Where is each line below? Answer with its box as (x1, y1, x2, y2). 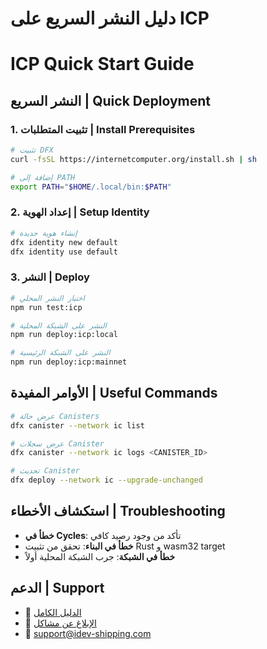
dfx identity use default (10, 247, 118, 257)
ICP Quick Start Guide (10, 53, 195, 76)
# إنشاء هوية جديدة (10, 228, 78, 238)
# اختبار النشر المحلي (10, 293, 85, 303)
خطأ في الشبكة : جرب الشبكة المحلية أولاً (24, 550, 176, 562)
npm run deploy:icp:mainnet (10, 357, 128, 367)
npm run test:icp (10, 302, 83, 312)
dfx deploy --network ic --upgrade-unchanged (10, 475, 203, 486)
